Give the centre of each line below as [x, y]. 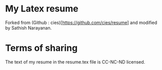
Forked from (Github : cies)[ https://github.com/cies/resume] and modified [81, 22]
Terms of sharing [41, 48]
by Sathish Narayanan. [28, 27]
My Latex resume [42, 9]
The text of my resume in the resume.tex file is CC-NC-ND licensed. [75, 62]
